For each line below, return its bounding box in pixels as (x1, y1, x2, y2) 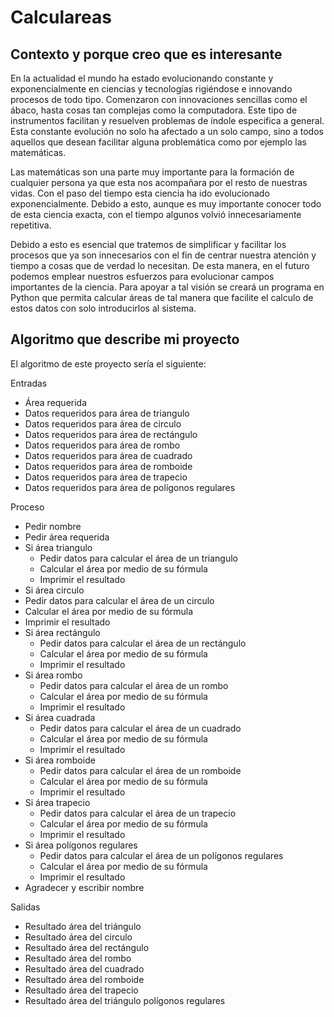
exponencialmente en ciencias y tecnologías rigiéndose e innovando (10, 83, 293, 95)
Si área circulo (24, 584, 85, 596)
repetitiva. (10, 219, 52, 231)
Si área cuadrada (24, 711, 96, 723)
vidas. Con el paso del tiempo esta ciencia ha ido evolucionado (10, 187, 270, 199)
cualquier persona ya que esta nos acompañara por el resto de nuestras (10, 177, 308, 188)
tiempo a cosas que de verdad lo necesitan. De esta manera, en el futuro (10, 260, 310, 271)
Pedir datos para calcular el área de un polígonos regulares (39, 849, 284, 861)
